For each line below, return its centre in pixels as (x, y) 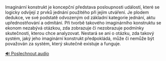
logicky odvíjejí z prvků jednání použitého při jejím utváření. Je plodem (77, 12)
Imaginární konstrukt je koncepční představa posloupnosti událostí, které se (83, 7)
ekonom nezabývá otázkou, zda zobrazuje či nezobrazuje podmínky (75, 28)
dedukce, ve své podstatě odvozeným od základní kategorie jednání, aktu (80, 17)
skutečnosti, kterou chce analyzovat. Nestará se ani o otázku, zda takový (80, 33)
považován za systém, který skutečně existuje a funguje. (63, 44)
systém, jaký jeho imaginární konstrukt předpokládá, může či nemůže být (80, 38)
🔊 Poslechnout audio (27, 53)
